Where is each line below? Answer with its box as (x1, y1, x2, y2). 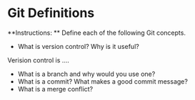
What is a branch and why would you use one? (17, 70, 156, 78)
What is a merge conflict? (17, 84, 94, 93)
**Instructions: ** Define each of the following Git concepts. (7, 28, 186, 37)
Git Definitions (7, 5, 95, 21)
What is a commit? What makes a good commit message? (17, 77, 188, 86)
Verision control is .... (7, 55, 70, 65)
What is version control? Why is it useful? (17, 42, 139, 50)
